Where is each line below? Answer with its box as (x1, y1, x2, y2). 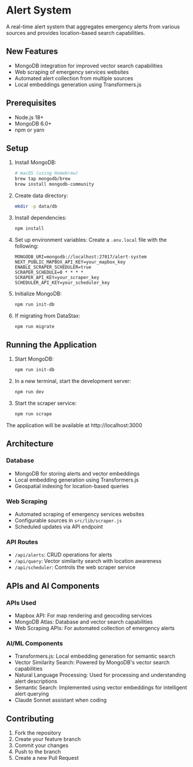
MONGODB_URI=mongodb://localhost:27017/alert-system (14, 254, 147, 260)
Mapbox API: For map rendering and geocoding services (14, 612, 152, 619)
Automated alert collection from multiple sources (14, 74, 134, 81)
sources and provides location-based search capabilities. (6, 29, 145, 36)
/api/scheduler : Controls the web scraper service (14, 564, 136, 571)
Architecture (6, 439, 54, 449)
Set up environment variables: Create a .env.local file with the (14, 236, 167, 243)
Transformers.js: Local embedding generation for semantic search (14, 653, 175, 660)
